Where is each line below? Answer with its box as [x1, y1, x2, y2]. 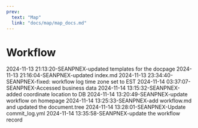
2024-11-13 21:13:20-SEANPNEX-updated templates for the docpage [6, 65, 175, 72]
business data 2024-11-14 [62, 84, 126, 92]
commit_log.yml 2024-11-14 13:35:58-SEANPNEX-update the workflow [6, 110, 181, 117]
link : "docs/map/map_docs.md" [11, 20, 87, 26]
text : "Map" [11, 14, 42, 20]
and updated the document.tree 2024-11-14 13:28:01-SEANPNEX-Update [6, 103, 186, 111]
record [6, 116, 23, 123]
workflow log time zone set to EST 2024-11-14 [51, 78, 166, 86]
